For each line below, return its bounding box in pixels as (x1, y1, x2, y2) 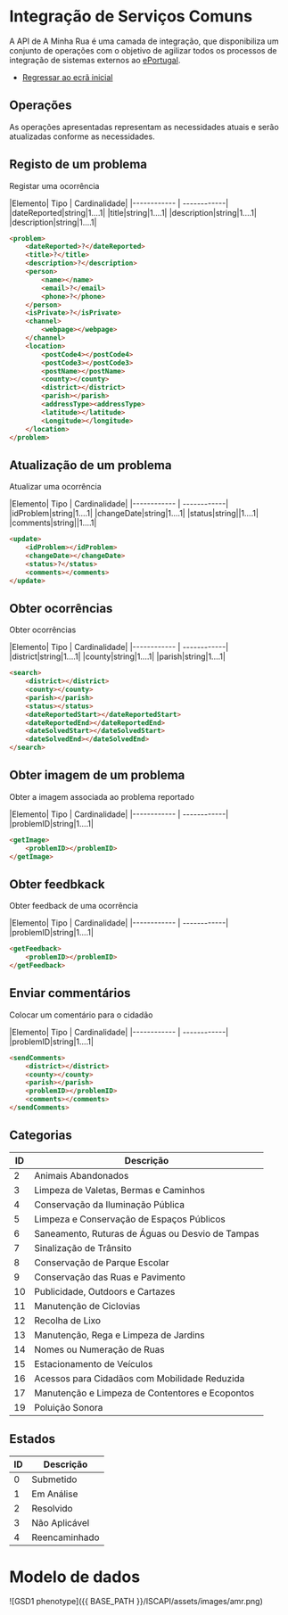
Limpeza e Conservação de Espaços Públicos (34, 1213, 226, 1225)
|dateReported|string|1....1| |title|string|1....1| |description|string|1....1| (9, 207, 257, 218)
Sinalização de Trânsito (34, 1241, 132, 1254)
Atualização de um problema (9, 457, 172, 473)
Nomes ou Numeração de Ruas (34, 1343, 165, 1355)
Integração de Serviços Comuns (9, 6, 252, 27)
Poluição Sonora (34, 1401, 103, 1413)
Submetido (31, 1473, 78, 1486)
